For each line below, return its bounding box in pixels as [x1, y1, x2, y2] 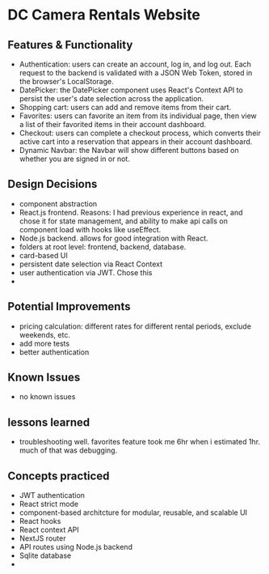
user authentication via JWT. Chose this [19, 267, 153, 277]
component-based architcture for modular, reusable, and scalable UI [19, 508, 248, 517]
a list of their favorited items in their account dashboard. [19, 120, 207, 129]
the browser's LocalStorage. [19, 77, 114, 86]
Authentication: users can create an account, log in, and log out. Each [19, 59, 252, 69]
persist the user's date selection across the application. [19, 94, 204, 103]
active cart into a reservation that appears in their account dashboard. [19, 137, 253, 147]
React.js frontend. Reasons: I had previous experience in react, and [19, 207, 243, 217]
